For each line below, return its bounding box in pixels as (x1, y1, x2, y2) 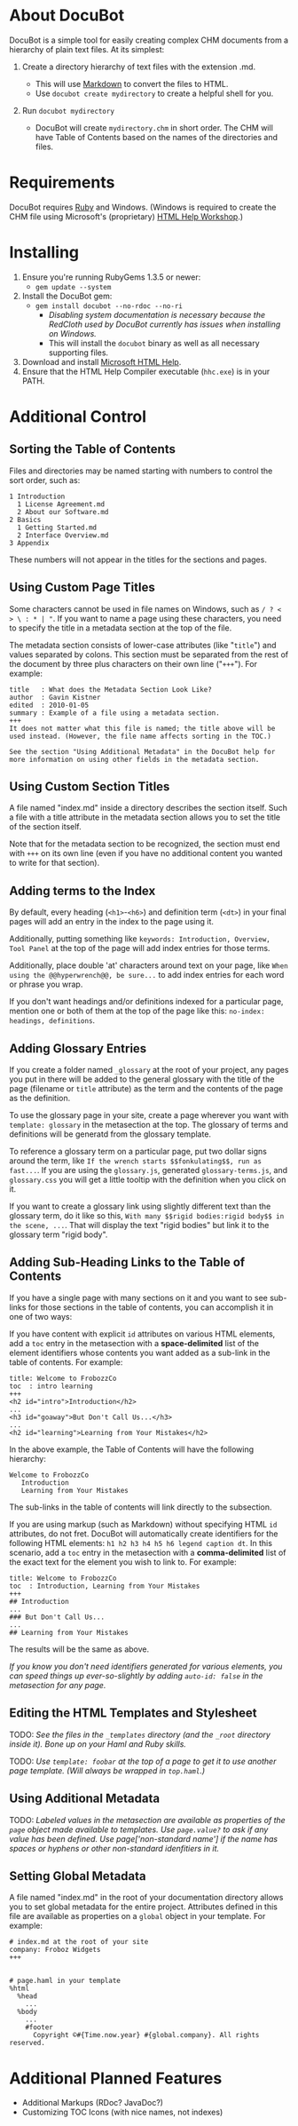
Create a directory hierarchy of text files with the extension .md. (21, 61, 255, 72)
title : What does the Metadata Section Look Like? (9, 685, 213, 694)
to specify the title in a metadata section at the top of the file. (9, 623, 232, 633)
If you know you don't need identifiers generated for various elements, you (9, 1661, 283, 1671)
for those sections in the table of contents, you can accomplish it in (27, 1302, 274, 1313)
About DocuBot (9, 5, 125, 26)
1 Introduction (9, 492, 66, 501)
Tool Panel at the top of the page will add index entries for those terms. (9, 943, 271, 954)
